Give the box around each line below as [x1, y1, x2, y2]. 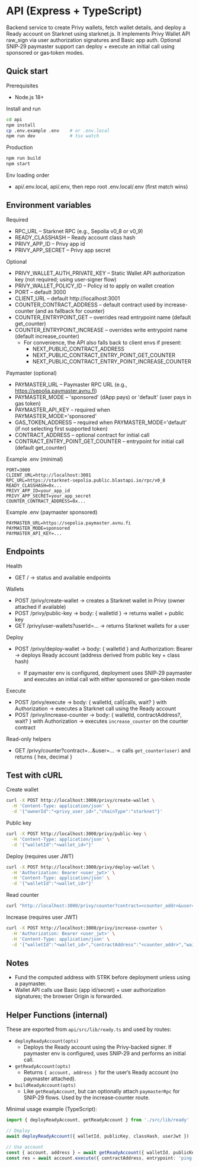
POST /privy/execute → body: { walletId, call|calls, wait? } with [14, 698, 167, 706]
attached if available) [14, 603, 66, 610]
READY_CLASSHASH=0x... [6, 482, 62, 488]
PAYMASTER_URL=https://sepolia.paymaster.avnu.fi [6, 520, 131, 526]
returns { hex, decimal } [14, 753, 73, 760]
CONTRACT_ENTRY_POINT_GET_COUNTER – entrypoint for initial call [14, 438, 184, 445]
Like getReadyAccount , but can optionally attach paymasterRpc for [23, 1088, 180, 1095]
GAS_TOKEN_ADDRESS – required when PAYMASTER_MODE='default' [14, 419, 187, 426]
